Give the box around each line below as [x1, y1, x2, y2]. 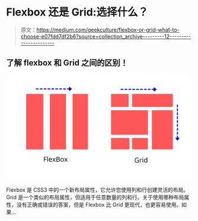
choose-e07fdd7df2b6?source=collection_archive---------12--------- [20, 33, 191, 40]
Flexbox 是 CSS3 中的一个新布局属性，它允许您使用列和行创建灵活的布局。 [6, 187, 189, 194]
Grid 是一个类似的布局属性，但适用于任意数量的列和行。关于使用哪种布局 [6, 194, 184, 201]
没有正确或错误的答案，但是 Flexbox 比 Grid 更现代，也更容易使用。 [16, 201, 182, 209]
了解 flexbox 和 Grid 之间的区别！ [6, 58, 129, 68]
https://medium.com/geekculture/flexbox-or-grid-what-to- [36, 26, 180, 33]
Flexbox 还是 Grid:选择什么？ [6, 5, 149, 19]
